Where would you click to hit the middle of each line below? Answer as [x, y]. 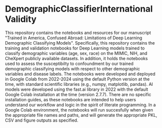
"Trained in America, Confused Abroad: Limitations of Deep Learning [74, 38]
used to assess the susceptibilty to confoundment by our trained [69, 64]
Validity [21, 19]
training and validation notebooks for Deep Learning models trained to [75, 48]
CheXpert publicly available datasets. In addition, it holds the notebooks [76, 58]
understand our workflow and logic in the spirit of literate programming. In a [81, 105]
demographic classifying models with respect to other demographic [73, 68]
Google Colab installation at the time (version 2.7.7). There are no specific [78, 94]
